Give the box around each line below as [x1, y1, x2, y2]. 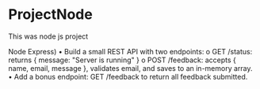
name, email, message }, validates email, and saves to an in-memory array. [8, 63, 253, 72]
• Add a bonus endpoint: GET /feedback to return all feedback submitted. [8, 72, 248, 81]
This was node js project [8, 32, 89, 41]
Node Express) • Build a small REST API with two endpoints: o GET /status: [8, 46, 253, 56]
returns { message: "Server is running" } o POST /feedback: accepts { [8, 55, 236, 65]
